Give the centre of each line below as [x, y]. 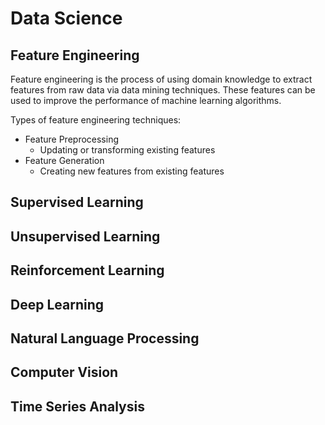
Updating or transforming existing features [127, 150]
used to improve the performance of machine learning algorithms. [146, 100]
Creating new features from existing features [132, 171]
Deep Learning [57, 304]
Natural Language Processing [105, 338]
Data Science [66, 18]
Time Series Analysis [77, 406]
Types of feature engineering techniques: [96, 120]
